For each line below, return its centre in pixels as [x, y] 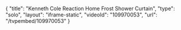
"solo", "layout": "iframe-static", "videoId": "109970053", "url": [82, 15]
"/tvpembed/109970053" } [38, 21]
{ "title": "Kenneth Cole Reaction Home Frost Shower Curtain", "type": [90, 9]
